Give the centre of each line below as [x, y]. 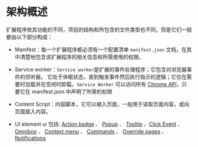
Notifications [30, 138]
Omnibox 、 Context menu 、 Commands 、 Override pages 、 [91, 131]
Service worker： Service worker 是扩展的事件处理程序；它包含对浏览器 [100, 69]
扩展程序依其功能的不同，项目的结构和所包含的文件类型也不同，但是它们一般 [99, 30]
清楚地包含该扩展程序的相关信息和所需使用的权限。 [82, 57]
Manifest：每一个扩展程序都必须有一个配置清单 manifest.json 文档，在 [100, 49]
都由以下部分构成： [29, 37]
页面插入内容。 [33, 111]
